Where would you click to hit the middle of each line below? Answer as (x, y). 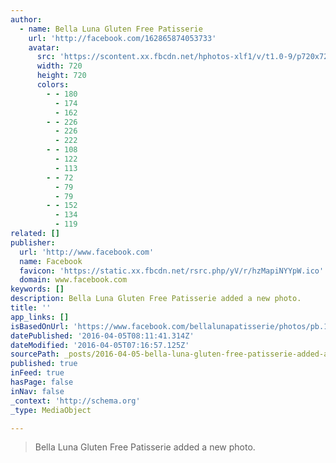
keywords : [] (37, 289)
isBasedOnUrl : (40, 326)
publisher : (33, 242)
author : (26, 19)
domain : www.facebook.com (73, 280)
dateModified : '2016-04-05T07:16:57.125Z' (100, 345)
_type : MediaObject (51, 410)
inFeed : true (37, 373)
